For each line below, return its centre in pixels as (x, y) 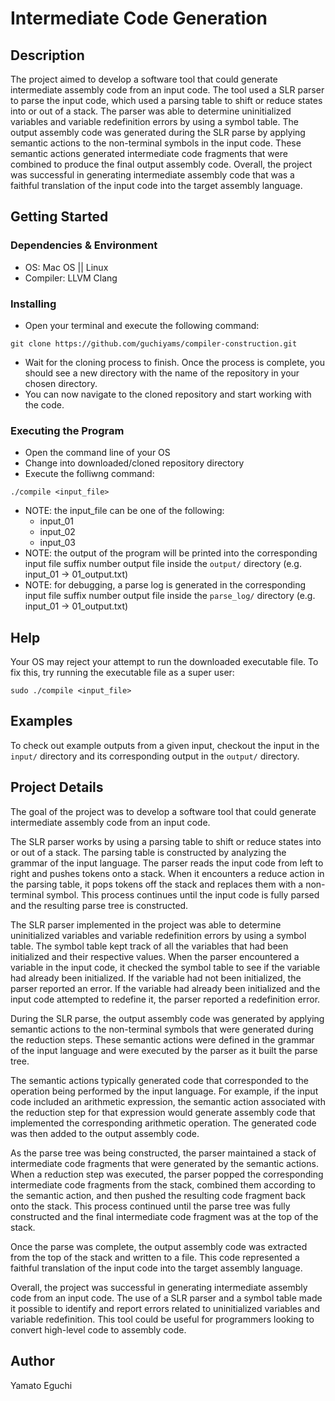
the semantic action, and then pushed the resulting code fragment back (158, 1195)
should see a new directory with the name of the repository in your (162, 373)
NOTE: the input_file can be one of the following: (124, 511)
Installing (33, 304)
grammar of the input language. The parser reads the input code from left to (167, 863)
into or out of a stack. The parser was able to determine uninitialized (151, 111)
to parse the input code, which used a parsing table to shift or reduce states (166, 100)
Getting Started (59, 217)
